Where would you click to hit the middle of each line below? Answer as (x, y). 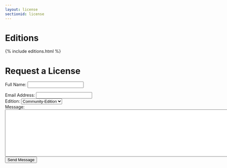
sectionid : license (25, 14)
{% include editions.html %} (33, 51)
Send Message (21, 160)
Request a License (43, 71)
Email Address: (20, 95)
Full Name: (16, 85)
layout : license (21, 9)
